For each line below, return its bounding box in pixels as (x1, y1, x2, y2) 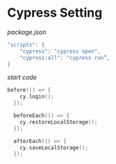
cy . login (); (19, 93, 54, 100)
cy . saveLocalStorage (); (19, 144, 89, 151)
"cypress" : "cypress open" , (19, 47, 101, 55)
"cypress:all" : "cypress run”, (19, 54, 110, 61)
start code (7, 73, 37, 81)
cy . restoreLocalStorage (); (19, 118, 98, 126)
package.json (7, 28, 47, 36)
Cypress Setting (7, 5, 103, 21)
